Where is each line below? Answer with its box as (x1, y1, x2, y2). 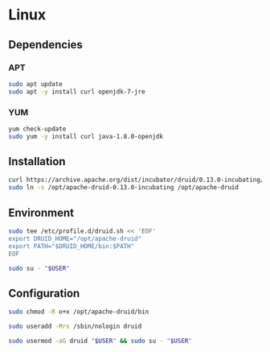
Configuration (8, 286, 80, 300)
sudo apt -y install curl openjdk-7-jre (8, 87, 146, 96)
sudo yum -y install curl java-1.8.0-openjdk (8, 132, 163, 140)
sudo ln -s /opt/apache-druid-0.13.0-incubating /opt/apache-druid (8, 184, 239, 192)
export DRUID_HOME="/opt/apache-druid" (8, 234, 142, 242)
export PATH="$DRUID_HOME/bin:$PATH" (8, 242, 135, 251)
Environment (8, 205, 75, 219)
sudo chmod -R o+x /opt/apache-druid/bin (8, 308, 149, 316)
